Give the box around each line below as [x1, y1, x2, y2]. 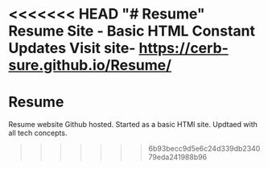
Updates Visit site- [8, 39, 136, 57]
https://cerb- [138, 39, 229, 57]
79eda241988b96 [148, 152, 208, 162]
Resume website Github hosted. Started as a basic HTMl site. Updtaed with [8, 120, 258, 130]
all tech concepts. [8, 128, 68, 138]
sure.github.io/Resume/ [8, 56, 171, 75]
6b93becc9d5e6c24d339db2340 [148, 144, 261, 154]
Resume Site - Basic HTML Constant [8, 22, 256, 40]
